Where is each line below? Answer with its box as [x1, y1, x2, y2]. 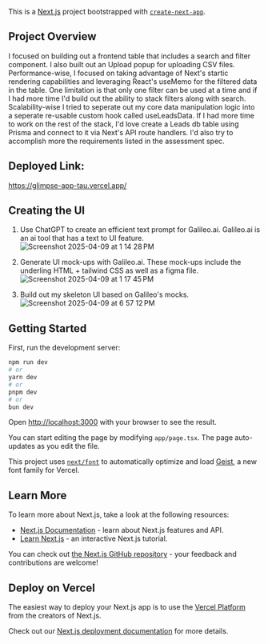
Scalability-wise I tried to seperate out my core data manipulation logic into [8, 102, 255, 111]
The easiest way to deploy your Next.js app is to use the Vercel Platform [8, 602, 246, 611]
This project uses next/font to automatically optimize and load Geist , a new [8, 457, 258, 466]
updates [8, 442, 36, 451]
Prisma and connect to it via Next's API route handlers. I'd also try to [8, 127, 234, 137]
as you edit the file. [37, 442, 100, 451]
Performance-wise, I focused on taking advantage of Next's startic [8, 68, 229, 78]
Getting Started [8, 322, 87, 335]
